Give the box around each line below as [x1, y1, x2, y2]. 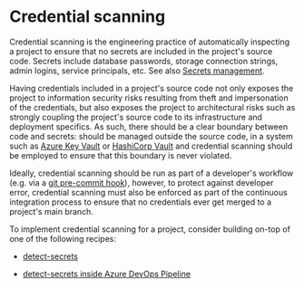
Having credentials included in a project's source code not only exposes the [9, 82, 294, 93]
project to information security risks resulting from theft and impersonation [9, 92, 289, 103]
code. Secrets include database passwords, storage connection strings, [9, 55, 279, 66]
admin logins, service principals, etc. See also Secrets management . [9, 65, 265, 76]
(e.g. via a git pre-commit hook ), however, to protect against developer [9, 177, 274, 187]
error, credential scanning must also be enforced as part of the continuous [9, 187, 288, 197]
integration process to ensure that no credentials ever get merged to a [9, 197, 272, 207]
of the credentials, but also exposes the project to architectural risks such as [9, 101, 296, 112]
